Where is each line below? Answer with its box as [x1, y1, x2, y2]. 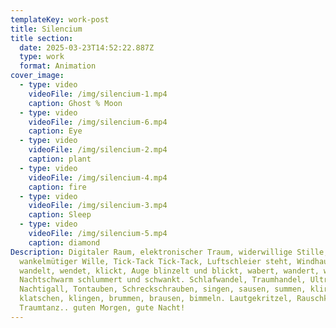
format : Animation [19, 61, 97, 71]
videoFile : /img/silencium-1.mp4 [28, 89, 168, 99]
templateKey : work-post [10, 14, 110, 25]
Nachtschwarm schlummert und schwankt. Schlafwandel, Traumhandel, [19, 275, 307, 285]
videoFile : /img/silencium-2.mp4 [28, 145, 168, 155]
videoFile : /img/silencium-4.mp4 [28, 172, 168, 183]
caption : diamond [28, 237, 101, 248]
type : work [19, 52, 65, 62]
